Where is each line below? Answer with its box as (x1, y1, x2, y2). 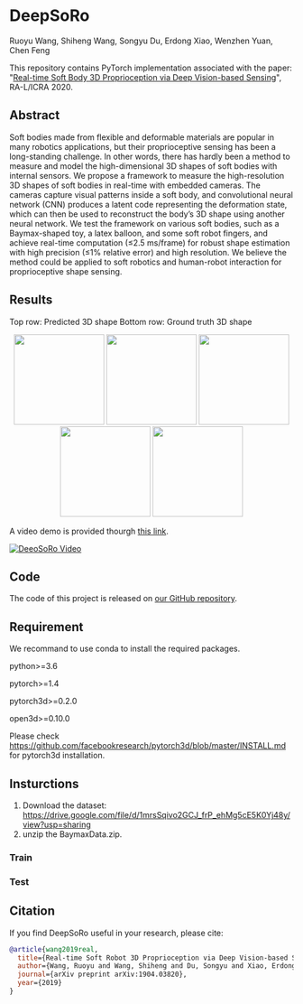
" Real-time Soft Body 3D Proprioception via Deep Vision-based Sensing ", (9, 71, 282, 82)
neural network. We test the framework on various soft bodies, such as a (9, 218, 280, 228)
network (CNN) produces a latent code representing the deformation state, (9, 199, 288, 209)
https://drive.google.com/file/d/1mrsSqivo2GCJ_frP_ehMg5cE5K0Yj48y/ (22, 810, 291, 820)
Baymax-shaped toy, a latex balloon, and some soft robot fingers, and (9, 228, 269, 238)
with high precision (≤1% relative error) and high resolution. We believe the (9, 246, 287, 257)
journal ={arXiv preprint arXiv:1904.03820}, (17, 970, 188, 980)
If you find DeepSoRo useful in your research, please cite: (9, 927, 224, 938)
